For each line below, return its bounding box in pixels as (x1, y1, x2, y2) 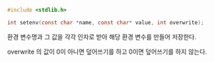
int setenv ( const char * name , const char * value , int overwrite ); (7, 19, 204, 26)
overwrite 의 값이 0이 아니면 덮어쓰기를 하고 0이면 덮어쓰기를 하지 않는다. (7, 47, 208, 56)
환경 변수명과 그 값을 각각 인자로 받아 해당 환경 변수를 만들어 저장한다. (7, 32, 197, 41)
